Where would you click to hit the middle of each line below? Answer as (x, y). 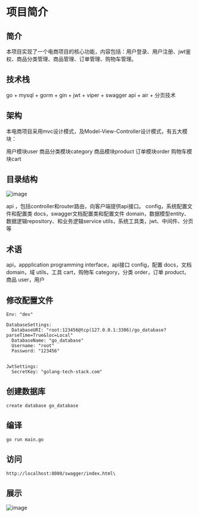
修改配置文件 (30, 300)
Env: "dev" (20, 315)
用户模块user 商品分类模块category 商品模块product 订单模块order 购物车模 (99, 151)
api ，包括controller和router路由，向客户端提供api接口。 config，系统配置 (97, 206)
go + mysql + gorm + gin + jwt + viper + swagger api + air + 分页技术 (91, 95)
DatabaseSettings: (29, 325)
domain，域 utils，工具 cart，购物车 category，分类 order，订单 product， (98, 273)
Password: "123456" (36, 351)
